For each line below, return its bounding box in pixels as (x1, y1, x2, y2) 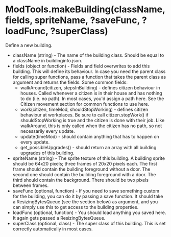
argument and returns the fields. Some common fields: (12, 79, 128, 85)
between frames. (12, 182, 49, 188)
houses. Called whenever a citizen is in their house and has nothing (20, 90, 162, 96)
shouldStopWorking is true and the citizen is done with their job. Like (20, 117, 165, 123)
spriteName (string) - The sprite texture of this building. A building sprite (12, 155, 165, 161)
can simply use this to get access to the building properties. (12, 204, 139, 210)
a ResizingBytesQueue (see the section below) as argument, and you (12, 198, 158, 205)
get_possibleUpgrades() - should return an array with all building (20, 144, 157, 150)
